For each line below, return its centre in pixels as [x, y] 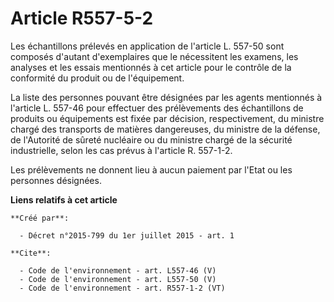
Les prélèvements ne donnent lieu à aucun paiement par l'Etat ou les [151, 169]
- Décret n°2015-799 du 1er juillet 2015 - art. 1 [127, 235]
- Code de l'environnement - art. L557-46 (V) [118, 270]
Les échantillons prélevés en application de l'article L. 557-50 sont [147, 46]
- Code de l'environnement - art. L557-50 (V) [118, 279]
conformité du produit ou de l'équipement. [97, 78]
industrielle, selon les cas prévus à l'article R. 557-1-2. [121, 150]
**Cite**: [31, 253]
